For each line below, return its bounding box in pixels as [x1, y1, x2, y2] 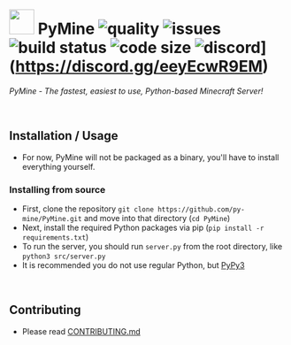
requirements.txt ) [21, 232, 89, 242]
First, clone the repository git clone [21, 203, 155, 214]
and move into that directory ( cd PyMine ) [83, 213, 231, 224]
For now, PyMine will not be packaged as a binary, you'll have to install [21, 151, 280, 163]
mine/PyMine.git [21, 215, 82, 224]
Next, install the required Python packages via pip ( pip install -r [21, 222, 264, 234]
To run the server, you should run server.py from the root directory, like [21, 241, 283, 252]
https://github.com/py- [157, 205, 245, 214]
